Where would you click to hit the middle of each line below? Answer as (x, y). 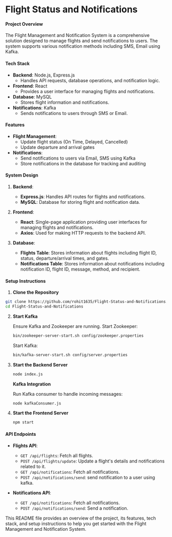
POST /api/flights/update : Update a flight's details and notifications (92, 461)
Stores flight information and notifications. (65, 102)
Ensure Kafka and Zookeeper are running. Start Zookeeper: (75, 326)
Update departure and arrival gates (57, 147)
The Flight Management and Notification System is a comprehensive (78, 35)
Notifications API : (32, 493)
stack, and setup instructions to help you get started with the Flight (76, 523)
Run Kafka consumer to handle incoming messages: (68, 394)
